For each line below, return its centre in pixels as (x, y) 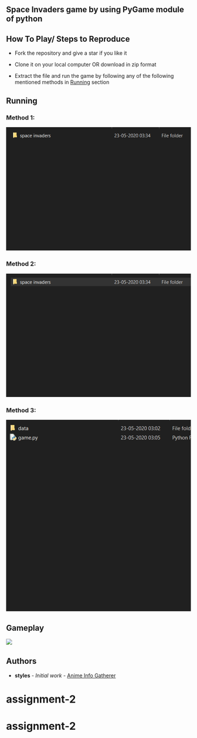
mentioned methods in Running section (62, 82)
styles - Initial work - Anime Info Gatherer (65, 675)
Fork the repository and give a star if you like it (71, 53)
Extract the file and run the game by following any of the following (94, 76)
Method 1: (21, 117)
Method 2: (21, 264)
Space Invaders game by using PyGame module (95, 10)
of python (24, 19)
